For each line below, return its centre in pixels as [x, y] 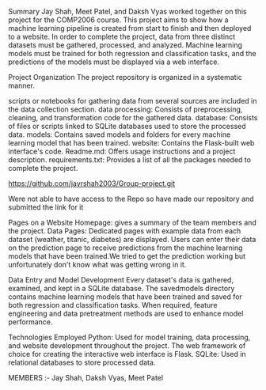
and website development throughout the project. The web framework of [127, 346]
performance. [30, 322]
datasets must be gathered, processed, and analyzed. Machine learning [125, 45]
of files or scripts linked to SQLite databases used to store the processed [127, 126]
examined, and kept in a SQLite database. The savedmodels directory [122, 288]
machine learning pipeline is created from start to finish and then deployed [130, 28]
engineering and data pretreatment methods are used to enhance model [126, 313]
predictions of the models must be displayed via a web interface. [114, 62]
